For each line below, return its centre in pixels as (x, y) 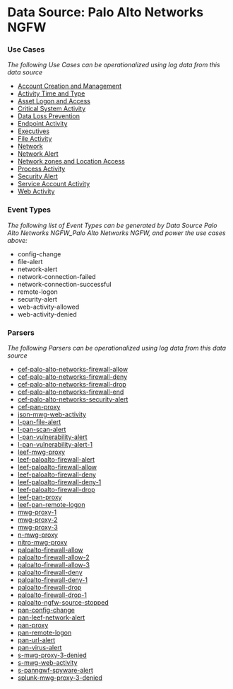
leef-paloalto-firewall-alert (56, 460)
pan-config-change (46, 610)
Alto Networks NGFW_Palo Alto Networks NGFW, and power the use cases (116, 233)
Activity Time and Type (51, 93)
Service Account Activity (54, 184)
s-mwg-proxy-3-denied (52, 655)
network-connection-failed (57, 276)
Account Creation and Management (70, 86)
